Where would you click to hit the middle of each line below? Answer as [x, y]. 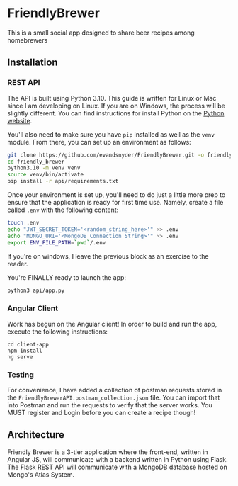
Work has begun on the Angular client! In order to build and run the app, [112, 324]
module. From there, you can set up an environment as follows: [99, 142]
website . [20, 120]
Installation [33, 63]
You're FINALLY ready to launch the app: [67, 277]
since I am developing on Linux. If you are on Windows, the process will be [116, 106]
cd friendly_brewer [36, 162]
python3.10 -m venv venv [44, 168]
